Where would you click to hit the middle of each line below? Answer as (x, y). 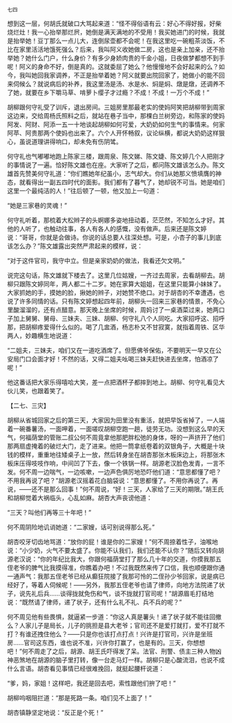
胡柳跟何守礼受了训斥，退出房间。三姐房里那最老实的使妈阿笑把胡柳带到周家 (116, 107)
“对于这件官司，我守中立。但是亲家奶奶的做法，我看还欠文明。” (96, 260)
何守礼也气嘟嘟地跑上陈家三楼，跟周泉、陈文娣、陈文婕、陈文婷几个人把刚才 (116, 156)
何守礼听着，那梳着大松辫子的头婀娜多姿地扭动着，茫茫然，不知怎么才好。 (113, 220)
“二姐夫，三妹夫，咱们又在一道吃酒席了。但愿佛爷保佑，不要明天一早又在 (112, 350)
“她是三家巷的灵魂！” (37, 205)
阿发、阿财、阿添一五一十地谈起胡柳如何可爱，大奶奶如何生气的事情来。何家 (116, 124)
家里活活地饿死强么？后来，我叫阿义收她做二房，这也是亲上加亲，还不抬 (122, 49)
